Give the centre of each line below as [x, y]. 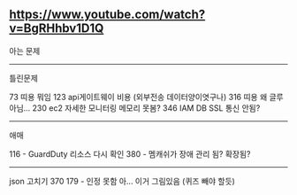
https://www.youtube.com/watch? [107, 15]
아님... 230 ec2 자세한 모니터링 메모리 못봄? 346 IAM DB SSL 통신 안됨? [135, 108]
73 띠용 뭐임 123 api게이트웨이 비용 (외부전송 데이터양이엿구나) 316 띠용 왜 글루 [147, 97]
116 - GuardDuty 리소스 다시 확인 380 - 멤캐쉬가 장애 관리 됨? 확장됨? [130, 153]
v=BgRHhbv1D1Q [57, 29]
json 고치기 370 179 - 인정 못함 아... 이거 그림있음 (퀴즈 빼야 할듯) [122, 181]
